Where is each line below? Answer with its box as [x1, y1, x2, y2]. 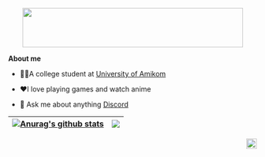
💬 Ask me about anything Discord [19, 99, 129, 109]
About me [8, 54, 42, 63]
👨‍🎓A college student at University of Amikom [19, 69, 166, 78]
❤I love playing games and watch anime [19, 84, 151, 94]
